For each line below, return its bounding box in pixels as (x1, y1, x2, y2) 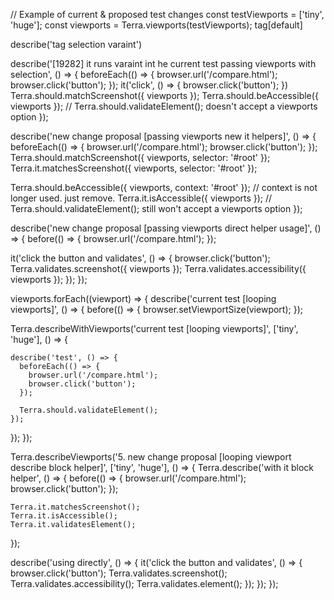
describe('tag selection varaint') (10, 39, 143, 50)
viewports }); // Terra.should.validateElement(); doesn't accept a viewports (10, 100, 318, 112)
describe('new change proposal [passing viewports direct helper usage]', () (10, 222, 322, 234)
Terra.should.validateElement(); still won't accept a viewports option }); (10, 203, 303, 214)
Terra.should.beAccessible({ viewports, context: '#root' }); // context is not (10, 182, 318, 193)
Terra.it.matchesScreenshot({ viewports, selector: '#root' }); (10, 162, 258, 174)
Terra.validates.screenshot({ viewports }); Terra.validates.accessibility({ (10, 263, 307, 274)
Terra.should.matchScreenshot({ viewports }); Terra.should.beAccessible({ (10, 90, 319, 101)
